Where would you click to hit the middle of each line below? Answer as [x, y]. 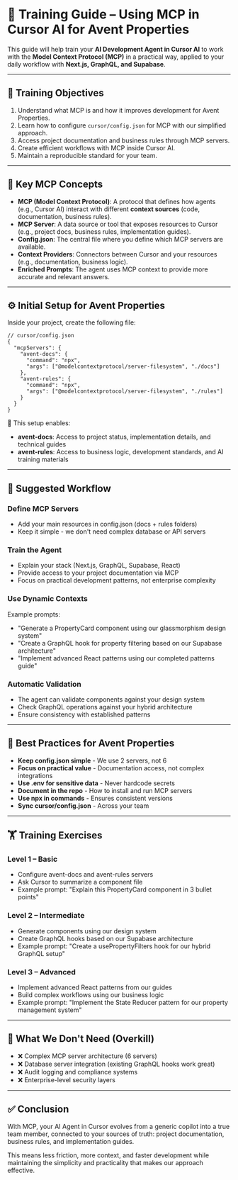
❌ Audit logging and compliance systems [78, 1072]
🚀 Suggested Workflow [59, 488]
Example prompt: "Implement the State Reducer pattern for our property [123, 1003]
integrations [35, 775]
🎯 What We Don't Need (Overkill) [81, 1039]
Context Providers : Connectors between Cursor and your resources [117, 254]
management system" [50, 1010]
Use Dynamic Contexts [48, 599]
